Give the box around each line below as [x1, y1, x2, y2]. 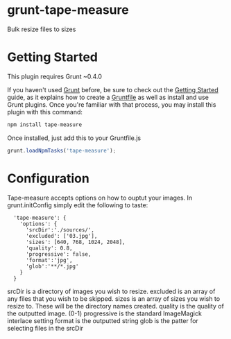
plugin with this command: [7, 107, 83, 116]
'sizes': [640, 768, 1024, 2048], [25, 238, 126, 245]
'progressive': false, [25, 250, 92, 258]
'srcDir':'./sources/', [25, 226, 95, 234]
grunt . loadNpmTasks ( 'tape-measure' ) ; [7, 147, 117, 154]
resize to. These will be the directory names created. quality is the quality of [7, 302, 224, 310]
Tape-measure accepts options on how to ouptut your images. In [7, 193, 193, 202]
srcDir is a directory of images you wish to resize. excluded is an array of [7, 287, 216, 295]
